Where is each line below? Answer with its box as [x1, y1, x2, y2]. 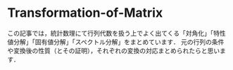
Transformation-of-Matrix [7, 5, 163, 21]
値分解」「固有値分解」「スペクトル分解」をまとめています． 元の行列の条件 [7, 37, 225, 46]
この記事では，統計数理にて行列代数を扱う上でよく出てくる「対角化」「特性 [7, 29, 227, 37]
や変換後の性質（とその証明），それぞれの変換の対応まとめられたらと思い [7, 46, 220, 55]
